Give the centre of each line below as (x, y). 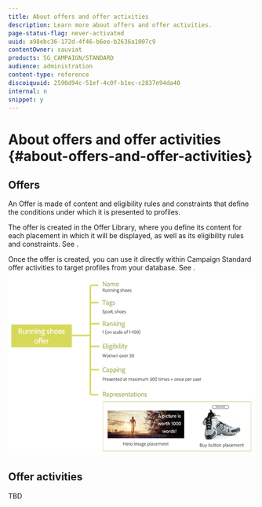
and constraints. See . (44, 244)
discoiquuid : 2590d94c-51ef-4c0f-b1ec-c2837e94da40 (94, 83)
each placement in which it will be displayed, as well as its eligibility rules (126, 236)
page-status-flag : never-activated (66, 33)
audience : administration (50, 67)
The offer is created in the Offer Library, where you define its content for (125, 227)
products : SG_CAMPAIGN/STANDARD (61, 58)
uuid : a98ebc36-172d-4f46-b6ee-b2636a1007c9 (82, 42)
